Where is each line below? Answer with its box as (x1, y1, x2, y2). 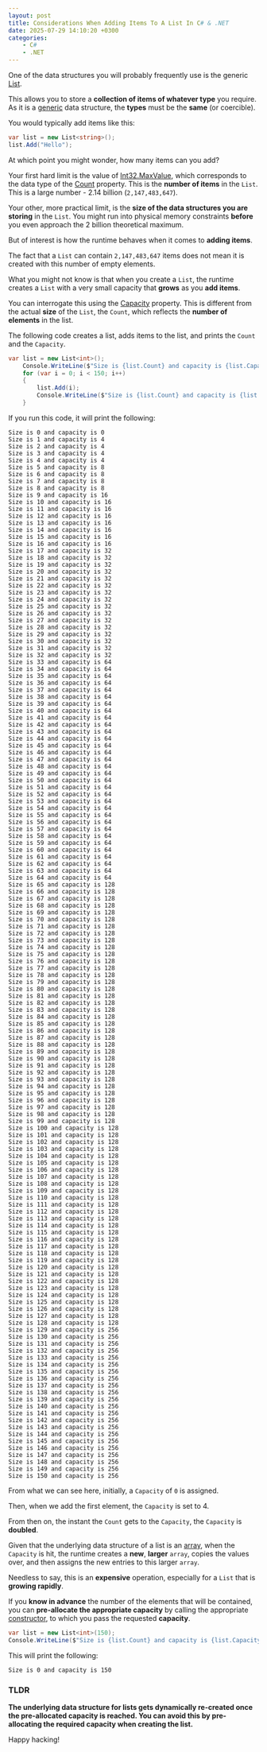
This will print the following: (8, 1650, 99, 1660)
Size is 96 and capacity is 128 (8, 1096, 115, 1104)
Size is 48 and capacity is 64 (8, 762, 112, 770)
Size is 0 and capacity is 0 (8, 428, 105, 436)
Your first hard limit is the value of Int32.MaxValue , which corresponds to (8, 170, 247, 180)
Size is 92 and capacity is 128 (8, 1068, 115, 1076)
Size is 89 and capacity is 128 (8, 1047, 115, 1056)
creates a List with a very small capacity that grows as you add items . (8, 283, 241, 293)
